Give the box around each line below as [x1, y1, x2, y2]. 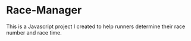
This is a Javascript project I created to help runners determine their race [6, 23, 186, 30]
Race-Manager [6, 4, 82, 17]
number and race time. [6, 29, 62, 36]
